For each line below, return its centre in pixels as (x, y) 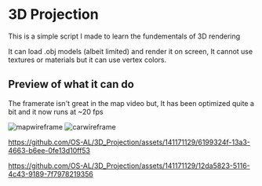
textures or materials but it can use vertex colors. (87, 60)
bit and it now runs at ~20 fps (56, 111)
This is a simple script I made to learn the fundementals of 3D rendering (124, 36)
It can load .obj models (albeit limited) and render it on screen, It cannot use (131, 51)
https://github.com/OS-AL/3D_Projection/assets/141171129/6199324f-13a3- (129, 142)
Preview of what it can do (71, 84)
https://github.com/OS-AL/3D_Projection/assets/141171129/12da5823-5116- (129, 166)
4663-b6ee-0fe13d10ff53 (49, 150)
